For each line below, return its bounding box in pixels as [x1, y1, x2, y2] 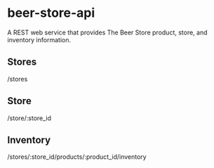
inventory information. [7, 35, 72, 44]
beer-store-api [7, 5, 95, 21]
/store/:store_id [7, 114, 51, 122]
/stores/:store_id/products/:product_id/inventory [7, 153, 147, 161]
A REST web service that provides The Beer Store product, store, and [7, 28, 208, 37]
